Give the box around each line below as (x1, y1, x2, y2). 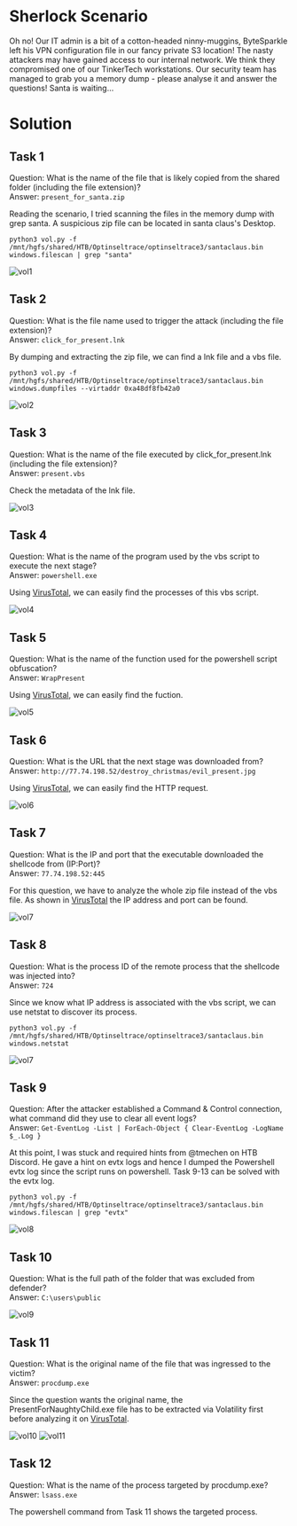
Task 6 (9, 732, 47, 747)
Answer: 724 (9, 980, 54, 990)
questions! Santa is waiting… (9, 82, 114, 93)
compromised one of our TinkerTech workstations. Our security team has (9, 64, 277, 74)
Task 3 (9, 426, 47, 441)
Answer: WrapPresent (9, 672, 86, 684)
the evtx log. (9, 1176, 55, 1186)
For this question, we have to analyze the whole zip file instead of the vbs (9, 885, 277, 896)
